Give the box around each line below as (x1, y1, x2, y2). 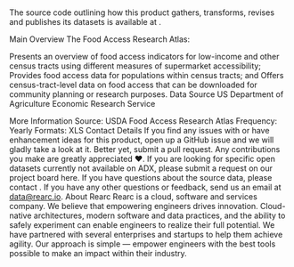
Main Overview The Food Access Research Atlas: (9, 34, 190, 44)
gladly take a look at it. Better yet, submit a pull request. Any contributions (9, 144, 281, 155)
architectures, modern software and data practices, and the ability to (33, 210, 286, 221)
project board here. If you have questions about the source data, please (9, 173, 273, 183)
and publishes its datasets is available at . (9, 17, 162, 28)
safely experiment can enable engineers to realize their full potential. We (9, 220, 275, 231)
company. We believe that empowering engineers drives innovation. (9, 201, 258, 212)
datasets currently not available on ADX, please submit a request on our (9, 163, 274, 174)
